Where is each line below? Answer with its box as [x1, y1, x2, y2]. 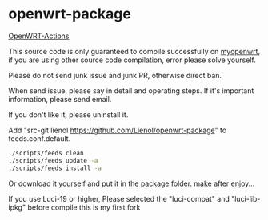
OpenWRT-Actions [8, 31, 70, 41]
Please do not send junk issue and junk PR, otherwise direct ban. [8, 70, 222, 80]
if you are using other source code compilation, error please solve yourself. [8, 55, 256, 65]
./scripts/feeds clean [8, 149, 84, 157]
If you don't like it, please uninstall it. [8, 109, 129, 120]
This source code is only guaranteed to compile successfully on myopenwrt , [8, 46, 261, 56]
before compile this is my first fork [27, 202, 141, 212]
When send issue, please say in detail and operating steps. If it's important [8, 85, 254, 96]
